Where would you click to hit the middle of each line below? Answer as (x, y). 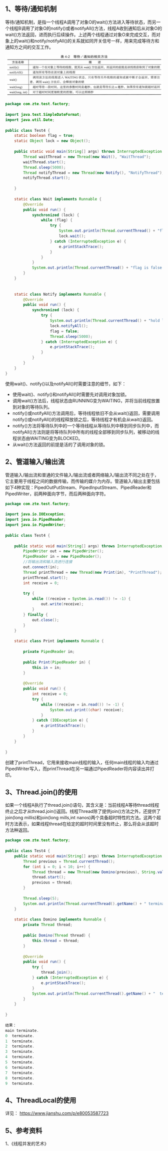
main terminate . (22, 1030)
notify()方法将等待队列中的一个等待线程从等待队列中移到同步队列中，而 (85, 425)
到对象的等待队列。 (32, 407)
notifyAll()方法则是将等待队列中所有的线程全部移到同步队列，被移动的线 (86, 432)
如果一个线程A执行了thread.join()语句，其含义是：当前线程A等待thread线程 (82, 805)
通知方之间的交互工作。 (29, 47)
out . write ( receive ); (62, 604)
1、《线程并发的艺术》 (27, 1143)
